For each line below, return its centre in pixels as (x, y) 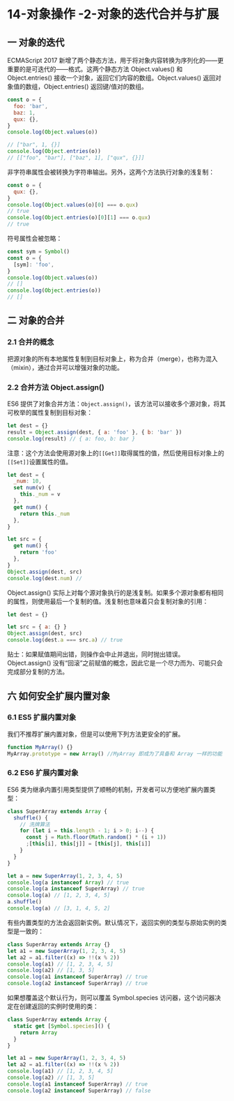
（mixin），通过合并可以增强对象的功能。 (65, 367)
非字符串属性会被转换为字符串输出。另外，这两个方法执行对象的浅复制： (111, 172)
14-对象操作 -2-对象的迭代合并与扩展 (113, 14)
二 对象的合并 (36, 321)
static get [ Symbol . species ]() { (62, 1026)
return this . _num (45, 514)
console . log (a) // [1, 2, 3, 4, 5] (59, 895)
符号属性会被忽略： (35, 238)
